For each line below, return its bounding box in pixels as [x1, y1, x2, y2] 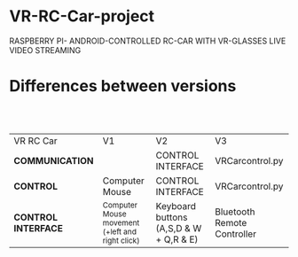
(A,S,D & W [155, 222, 202, 234]
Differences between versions [9, 76, 237, 97]
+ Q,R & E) [155, 233, 199, 245]
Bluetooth [215, 206, 255, 218]
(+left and [102, 226, 137, 237]
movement [102, 217, 140, 228]
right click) [102, 235, 140, 245]
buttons [155, 211, 188, 223]
